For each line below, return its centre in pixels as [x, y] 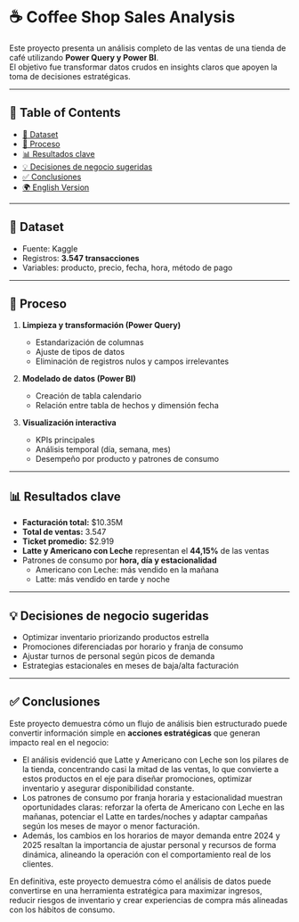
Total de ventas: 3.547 [64, 532]
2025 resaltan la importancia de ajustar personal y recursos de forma [149, 844]
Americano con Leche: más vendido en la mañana [127, 570]
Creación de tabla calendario [89, 396]
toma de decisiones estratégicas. [70, 76]
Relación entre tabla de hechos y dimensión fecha [127, 406]
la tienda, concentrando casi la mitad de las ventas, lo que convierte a [150, 769]
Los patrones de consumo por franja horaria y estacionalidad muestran [152, 797]
